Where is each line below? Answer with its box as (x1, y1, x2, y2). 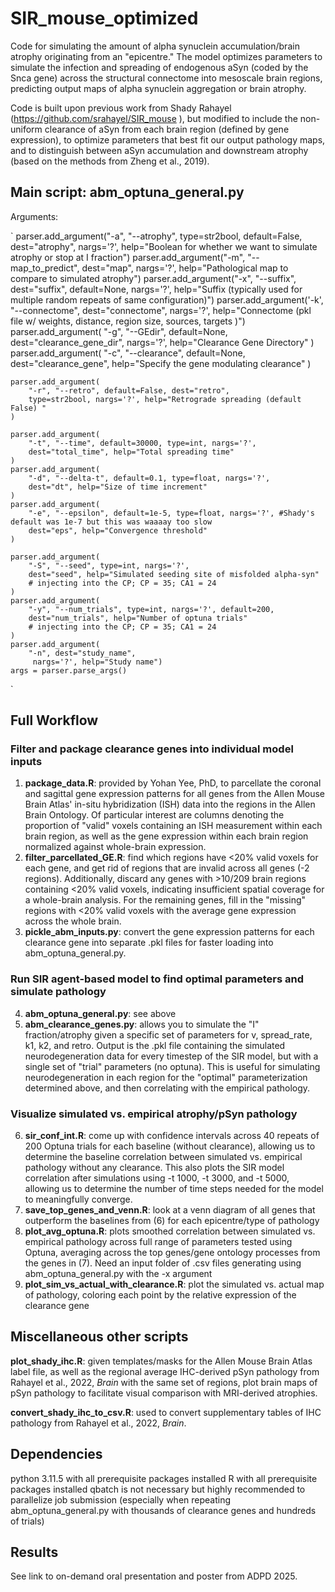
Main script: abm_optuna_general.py (10, 184, 245, 201)
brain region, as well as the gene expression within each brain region (24, 830, 309, 842)
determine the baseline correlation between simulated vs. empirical (24, 1151, 303, 1163)
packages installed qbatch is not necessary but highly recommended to (10, 1483, 306, 1495)
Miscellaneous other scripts (10, 1328, 189, 1346)
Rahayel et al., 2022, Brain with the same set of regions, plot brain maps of (10, 1376, 318, 1388)
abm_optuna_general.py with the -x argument (24, 1268, 213, 1280)
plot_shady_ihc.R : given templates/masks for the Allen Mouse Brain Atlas (10, 1355, 313, 1367)
